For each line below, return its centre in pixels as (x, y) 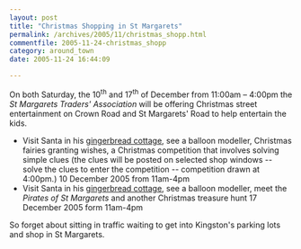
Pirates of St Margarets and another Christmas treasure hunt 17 (140, 198)
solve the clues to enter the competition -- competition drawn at (141, 169)
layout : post (34, 18)
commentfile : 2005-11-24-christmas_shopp (88, 43)
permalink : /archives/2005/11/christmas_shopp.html (108, 34)
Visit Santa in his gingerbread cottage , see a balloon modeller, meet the (155, 188)
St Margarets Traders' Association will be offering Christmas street (133, 103)
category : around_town (52, 51)
